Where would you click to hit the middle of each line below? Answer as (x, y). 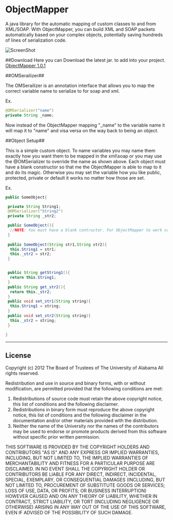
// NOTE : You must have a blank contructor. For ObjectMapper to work (86, 230)
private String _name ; (30, 115)
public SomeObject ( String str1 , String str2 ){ (57, 245)
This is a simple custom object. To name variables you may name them (80, 150)
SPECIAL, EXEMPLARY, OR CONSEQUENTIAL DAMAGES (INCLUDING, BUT (85, 480)
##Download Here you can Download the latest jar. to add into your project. (85, 60)
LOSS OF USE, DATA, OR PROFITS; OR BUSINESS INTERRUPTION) (76, 491)
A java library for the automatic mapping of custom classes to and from (81, 24)
